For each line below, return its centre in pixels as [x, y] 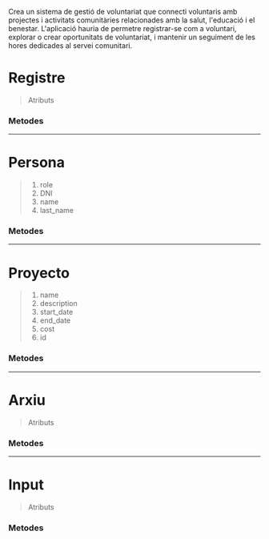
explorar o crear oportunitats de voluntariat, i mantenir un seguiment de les [132, 37]
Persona [37, 163]
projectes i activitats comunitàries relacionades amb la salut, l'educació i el [132, 20]
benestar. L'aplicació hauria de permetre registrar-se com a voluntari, [122, 28]
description [58, 304]
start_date [56, 312]
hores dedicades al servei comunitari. [70, 46]
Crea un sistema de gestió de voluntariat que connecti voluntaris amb [123, 12]
